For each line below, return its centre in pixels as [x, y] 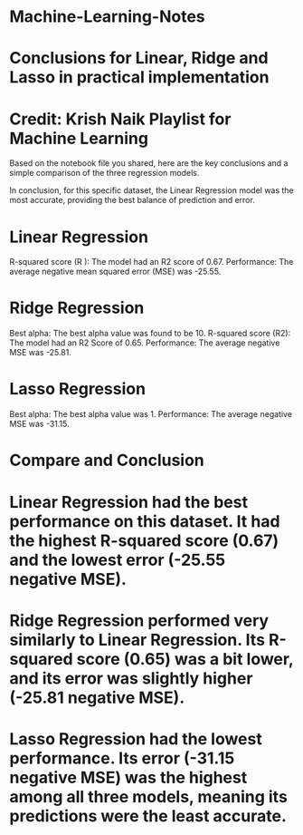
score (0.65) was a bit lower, [185, 659]
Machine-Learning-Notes [107, 17]
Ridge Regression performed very [139, 621]
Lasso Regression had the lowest [136, 738]
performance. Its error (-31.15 [122, 758]
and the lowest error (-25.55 [118, 560]
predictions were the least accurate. [148, 816]
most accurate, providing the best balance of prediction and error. [132, 200]
